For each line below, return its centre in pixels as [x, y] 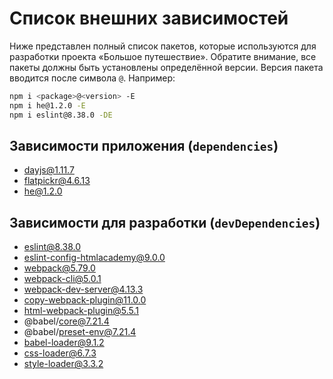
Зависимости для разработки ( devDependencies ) [165, 222]
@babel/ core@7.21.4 [66, 321]
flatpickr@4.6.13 [57, 181]
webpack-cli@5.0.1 [62, 279]
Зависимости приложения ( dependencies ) [144, 145]
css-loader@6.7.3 [60, 353]
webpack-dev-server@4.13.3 [83, 289]
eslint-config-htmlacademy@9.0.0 [94, 258]
